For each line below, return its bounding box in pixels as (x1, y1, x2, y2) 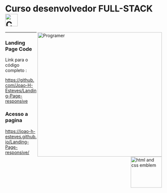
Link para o (5, 57, 28, 63)
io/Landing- (5, 139, 29, 145)
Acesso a (5, 110, 28, 117)
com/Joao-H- (5, 83, 33, 89)
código (5, 62, 20, 68)
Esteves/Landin (5, 88, 37, 94)
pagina (5, 117, 22, 124)
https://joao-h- (5, 128, 36, 134)
